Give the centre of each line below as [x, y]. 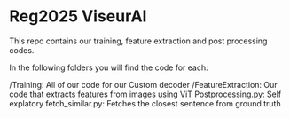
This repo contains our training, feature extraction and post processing [138, 41]
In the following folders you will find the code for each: [109, 67]
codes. [22, 50]
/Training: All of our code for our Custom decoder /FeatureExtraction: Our [143, 84]
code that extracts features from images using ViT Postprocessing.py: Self [145, 94]
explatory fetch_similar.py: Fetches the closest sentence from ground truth [145, 103]
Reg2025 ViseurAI [78, 16]
